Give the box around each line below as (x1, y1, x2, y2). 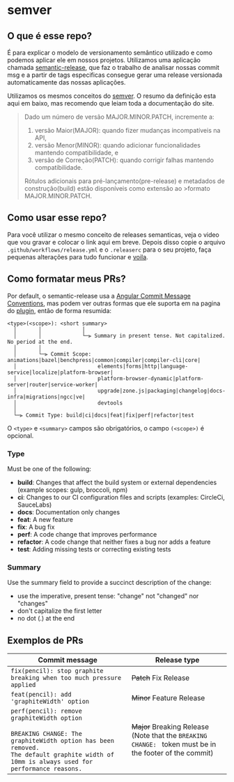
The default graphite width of (10, 751, 115, 759)
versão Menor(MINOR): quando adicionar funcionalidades (34, 141, 201, 149)
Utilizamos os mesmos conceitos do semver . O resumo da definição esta (7, 92, 217, 100)
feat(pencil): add (10, 690, 72, 699)
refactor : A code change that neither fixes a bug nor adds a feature (17, 537, 211, 546)
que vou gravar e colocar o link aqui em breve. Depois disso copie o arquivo (7, 238, 226, 246)
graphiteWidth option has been (10, 737, 115, 745)
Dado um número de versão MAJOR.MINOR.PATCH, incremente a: (24, 113, 214, 121)
